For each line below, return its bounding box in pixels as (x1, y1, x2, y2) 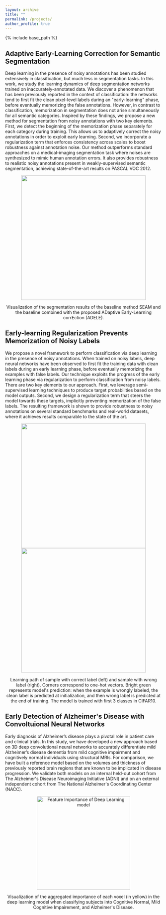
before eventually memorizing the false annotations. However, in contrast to (5, 102, 161, 108)
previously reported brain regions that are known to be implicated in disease (5, 765, 162, 771)
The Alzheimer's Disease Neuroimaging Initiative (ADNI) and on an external (5, 776, 159, 782)
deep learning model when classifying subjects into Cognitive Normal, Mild (6, 899, 161, 905)
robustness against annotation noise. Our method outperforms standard (5, 144, 153, 150)
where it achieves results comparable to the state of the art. (5, 413, 128, 419)
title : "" (5, 12, 26, 17)
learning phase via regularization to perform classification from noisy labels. (5, 377, 161, 383)
